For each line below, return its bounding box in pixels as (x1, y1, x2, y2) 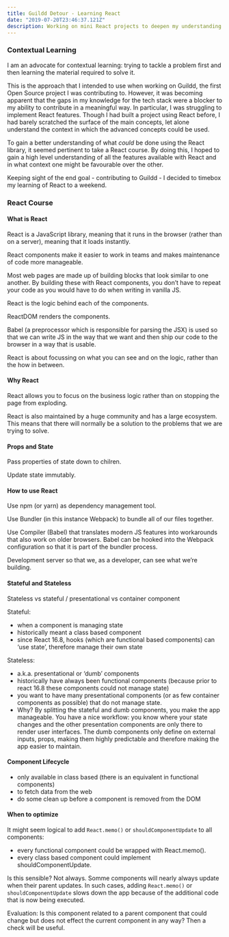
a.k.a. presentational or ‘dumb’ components (16, 669, 139, 677)
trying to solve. (7, 427, 49, 435)
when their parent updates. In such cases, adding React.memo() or (7, 882, 193, 890)
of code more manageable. (7, 258, 83, 266)
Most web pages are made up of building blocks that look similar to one (7, 271, 208, 279)
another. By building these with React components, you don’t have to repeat (7, 278, 221, 286)
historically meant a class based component (16, 628, 142, 636)
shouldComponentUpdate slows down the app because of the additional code (7, 888, 219, 897)
